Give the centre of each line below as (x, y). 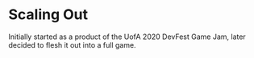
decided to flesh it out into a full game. (72, 44)
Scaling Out (48, 15)
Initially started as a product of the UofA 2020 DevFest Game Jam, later (127, 37)
